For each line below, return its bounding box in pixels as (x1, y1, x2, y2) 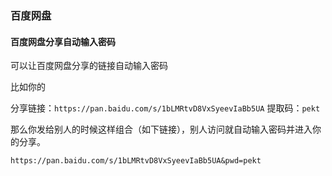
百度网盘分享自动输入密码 (10, 35, 116, 47)
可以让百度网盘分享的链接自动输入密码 (10, 60, 168, 72)
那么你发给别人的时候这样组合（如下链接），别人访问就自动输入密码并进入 (10, 123, 313, 136)
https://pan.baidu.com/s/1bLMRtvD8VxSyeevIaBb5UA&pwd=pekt (10, 156, 262, 166)
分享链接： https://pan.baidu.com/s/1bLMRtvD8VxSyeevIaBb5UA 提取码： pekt (10, 102, 321, 114)
